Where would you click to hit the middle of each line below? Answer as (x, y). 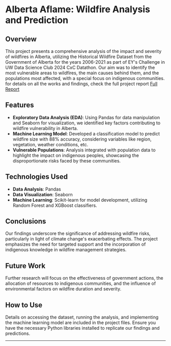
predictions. (18, 334)
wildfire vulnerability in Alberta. (45, 128)
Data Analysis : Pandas (37, 189)
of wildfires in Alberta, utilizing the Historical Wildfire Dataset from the (79, 57)
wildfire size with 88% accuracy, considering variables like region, (82, 139)
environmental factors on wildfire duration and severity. (63, 289)
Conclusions (26, 221)
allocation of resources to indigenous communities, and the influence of (81, 283)
